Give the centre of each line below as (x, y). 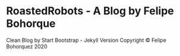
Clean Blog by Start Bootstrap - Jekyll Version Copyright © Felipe (86, 40)
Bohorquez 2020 (27, 46)
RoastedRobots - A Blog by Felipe (90, 11)
